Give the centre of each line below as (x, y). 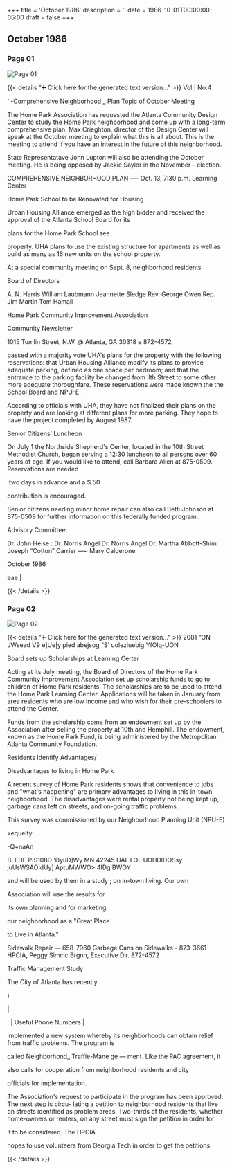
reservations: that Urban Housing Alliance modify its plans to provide (106, 362)
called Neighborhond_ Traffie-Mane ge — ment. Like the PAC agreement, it (114, 1056)
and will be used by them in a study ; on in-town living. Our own (98, 880)
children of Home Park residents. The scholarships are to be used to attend (114, 686)
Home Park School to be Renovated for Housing (75, 199)
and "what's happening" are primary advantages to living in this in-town (110, 791)
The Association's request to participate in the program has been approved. (115, 1096)
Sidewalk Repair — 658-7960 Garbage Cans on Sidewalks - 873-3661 (107, 948)
